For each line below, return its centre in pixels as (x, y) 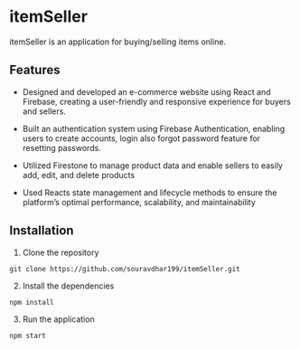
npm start (28, 335)
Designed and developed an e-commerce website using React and (146, 91)
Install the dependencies (68, 286)
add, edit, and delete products (79, 174)
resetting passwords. (61, 147)
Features (35, 70)
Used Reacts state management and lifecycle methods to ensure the (150, 193)
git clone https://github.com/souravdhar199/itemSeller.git (125, 269)
